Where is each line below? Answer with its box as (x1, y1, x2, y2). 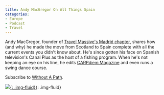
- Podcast (5, 21, 25, 26)
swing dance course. (5, 65, 47, 71)
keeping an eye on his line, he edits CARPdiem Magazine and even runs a (5, 60, 153, 66)
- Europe (5, 16, 23, 21)
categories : (5, 12, 29, 17)
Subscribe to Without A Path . (5, 74, 64, 80)
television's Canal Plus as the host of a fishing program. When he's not (5, 54, 148, 60)
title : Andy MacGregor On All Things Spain (5, 7, 95, 12)
